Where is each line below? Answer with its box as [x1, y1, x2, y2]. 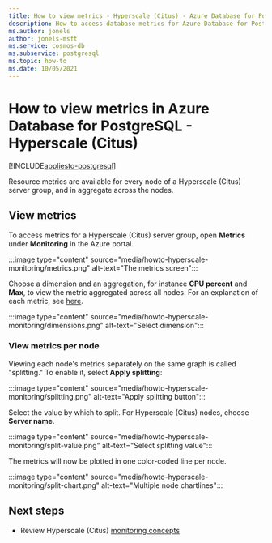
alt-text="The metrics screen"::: [91, 263, 198, 272]
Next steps [8, 504, 65, 518]
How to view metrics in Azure [8, 99, 210, 118]
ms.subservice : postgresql [8, 49, 100, 58]
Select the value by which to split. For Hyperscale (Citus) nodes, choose [8, 407, 249, 417]
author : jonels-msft [8, 34, 79, 43]
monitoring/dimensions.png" [8, 320, 104, 330]
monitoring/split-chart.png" [8, 480, 100, 490]
